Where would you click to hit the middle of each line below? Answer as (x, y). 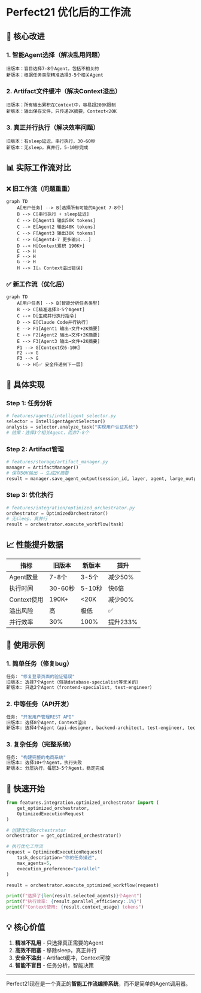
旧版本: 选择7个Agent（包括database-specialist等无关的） (74, 682)
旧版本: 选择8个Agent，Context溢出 (46, 722)
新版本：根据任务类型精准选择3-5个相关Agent (55, 75)
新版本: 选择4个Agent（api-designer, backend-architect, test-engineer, (95, 728)
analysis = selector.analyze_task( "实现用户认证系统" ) (72, 427)
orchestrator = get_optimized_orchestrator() (64, 836)
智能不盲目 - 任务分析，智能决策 (54, 965)
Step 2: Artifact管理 (35, 449)
